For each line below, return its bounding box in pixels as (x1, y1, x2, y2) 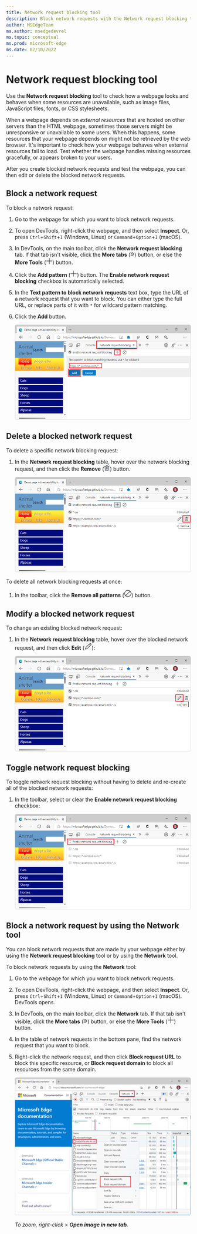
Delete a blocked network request (6, 431, 133, 441)
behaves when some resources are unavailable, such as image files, (6, 98, 171, 105)
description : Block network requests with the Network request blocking (6, 15, 188, 22)
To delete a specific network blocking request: (6, 446, 118, 454)
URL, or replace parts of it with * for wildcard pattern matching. (14, 301, 168, 309)
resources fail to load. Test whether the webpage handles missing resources (6, 147, 191, 154)
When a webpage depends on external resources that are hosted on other (6, 116, 185, 123)
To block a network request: (6, 204, 74, 211)
